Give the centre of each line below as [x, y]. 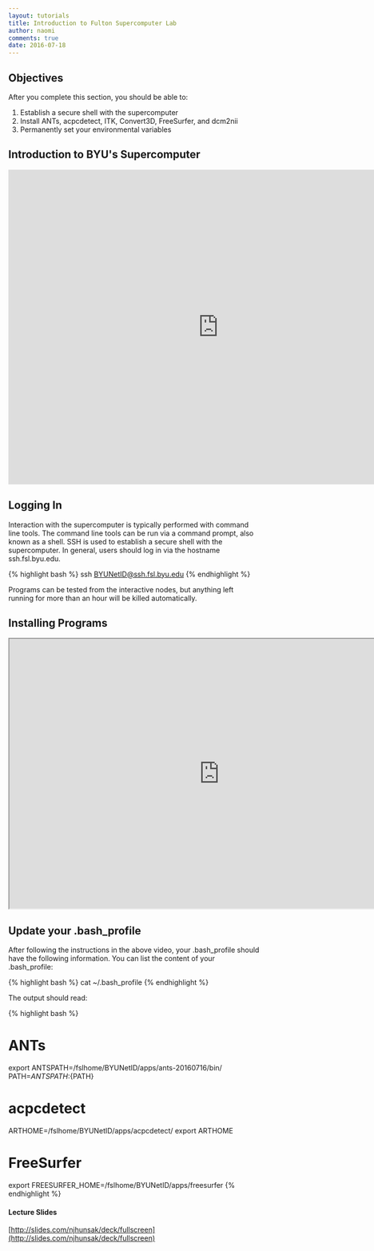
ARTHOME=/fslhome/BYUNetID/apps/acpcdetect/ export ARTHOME [121, 1131]
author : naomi [32, 30]
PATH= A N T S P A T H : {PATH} [51, 1077]
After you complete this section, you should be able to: [98, 97]
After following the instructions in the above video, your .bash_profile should [134, 950]
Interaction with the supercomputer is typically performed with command [129, 524]
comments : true [34, 38]
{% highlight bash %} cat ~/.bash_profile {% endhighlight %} [109, 982]
